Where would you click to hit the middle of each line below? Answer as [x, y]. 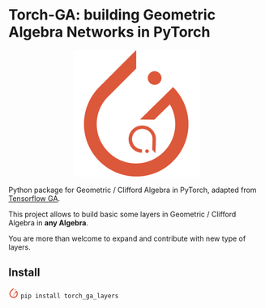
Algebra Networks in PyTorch [109, 32]
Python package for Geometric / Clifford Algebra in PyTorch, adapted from [132, 190]
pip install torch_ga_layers [69, 296]
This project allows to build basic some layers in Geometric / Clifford [122, 214]
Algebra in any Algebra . [49, 222]
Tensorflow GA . [34, 198]
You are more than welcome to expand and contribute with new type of [127, 238]
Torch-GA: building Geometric [112, 15]
